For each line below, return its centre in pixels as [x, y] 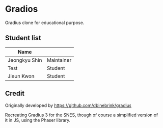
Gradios [22, 9]
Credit [15, 93]
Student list [23, 38]
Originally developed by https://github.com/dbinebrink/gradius [68, 105]
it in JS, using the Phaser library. [38, 120]
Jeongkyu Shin [25, 60]
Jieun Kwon [21, 76]
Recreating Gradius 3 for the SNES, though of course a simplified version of [81, 115]
